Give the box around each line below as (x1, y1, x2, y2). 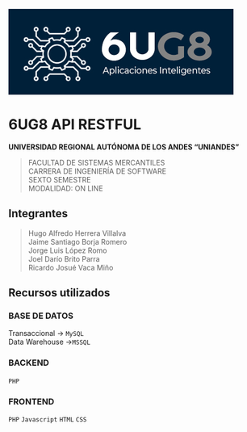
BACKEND (8, 357, 50, 368)
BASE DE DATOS (8, 310, 74, 321)
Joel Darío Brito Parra (27, 254, 100, 263)
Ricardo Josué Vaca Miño (27, 262, 114, 272)
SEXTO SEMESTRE (27, 174, 91, 184)
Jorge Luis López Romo (27, 245, 107, 255)
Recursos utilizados (8, 286, 111, 300)
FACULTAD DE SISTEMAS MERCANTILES (27, 157, 165, 167)
